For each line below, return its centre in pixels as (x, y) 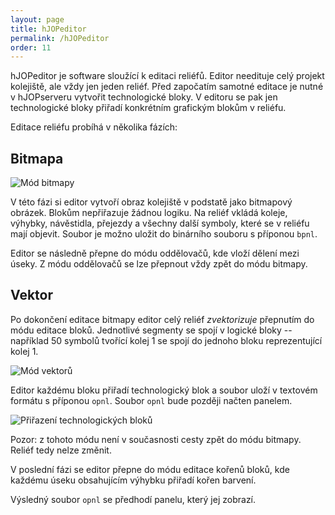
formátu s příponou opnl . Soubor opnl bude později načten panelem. (151, 400)
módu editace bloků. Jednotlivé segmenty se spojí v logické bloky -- (151, 330)
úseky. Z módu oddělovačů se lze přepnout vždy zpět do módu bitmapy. (159, 264)
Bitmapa (37, 158)
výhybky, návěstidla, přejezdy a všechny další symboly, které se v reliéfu (160, 223)
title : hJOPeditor (48, 29)
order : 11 (31, 47)
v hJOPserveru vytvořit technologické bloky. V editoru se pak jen (144, 97)
